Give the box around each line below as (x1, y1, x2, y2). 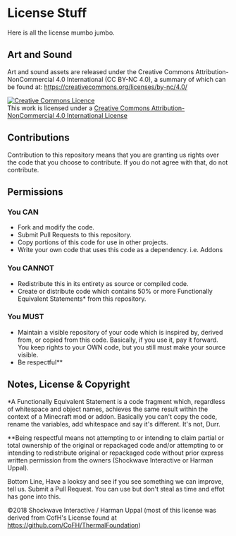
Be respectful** (17, 358, 63, 367)
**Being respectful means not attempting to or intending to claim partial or (7, 433, 224, 442)
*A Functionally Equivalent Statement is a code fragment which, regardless (7, 397, 225, 405)
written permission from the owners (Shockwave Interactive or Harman (7, 455, 213, 464)
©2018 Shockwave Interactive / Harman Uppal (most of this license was (7, 506, 217, 514)
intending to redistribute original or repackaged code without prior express (7, 448, 224, 457)
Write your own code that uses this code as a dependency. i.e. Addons (17, 246, 223, 254)
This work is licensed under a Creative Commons (7, 104, 150, 112)
